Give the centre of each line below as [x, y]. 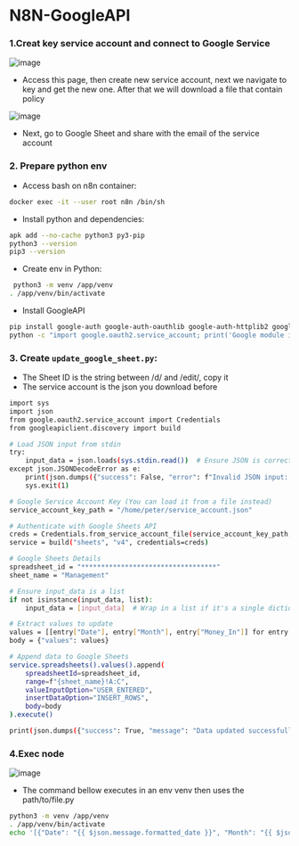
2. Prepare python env [58, 166]
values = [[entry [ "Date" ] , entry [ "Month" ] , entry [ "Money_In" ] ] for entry [149, 632]
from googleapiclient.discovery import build [95, 428]
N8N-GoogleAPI [70, 16]
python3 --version [43, 243]
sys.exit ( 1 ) [47, 485]
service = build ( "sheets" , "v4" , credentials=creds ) [109, 543]
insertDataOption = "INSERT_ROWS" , [87, 698]
